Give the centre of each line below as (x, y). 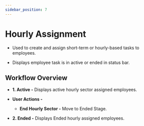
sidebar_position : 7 (26, 10)
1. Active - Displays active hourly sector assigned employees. (74, 90)
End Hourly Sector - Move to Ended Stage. (63, 109)
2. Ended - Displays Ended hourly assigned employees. (68, 118)
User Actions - (27, 99)
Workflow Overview (36, 78)
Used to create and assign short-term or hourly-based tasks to (76, 48)
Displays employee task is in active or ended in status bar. (71, 63)
